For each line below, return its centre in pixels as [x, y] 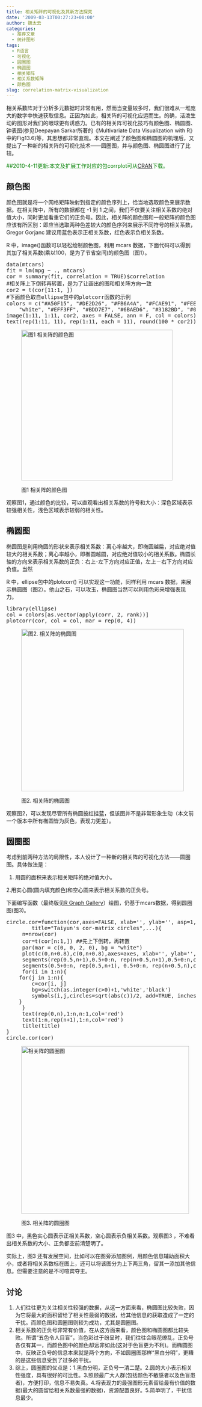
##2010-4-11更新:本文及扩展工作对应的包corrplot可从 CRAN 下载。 [87, 165]
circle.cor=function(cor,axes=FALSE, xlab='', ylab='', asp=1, [101, 922]
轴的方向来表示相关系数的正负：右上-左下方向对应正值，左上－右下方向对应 [100, 561]
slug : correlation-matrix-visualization [58, 90]
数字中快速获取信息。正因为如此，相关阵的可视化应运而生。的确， [98, 115]
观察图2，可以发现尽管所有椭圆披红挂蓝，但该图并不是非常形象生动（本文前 [100, 813]
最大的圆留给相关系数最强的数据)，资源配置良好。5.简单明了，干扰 [104, 1390]
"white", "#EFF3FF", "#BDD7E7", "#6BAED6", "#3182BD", [102, 309]
